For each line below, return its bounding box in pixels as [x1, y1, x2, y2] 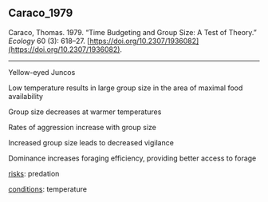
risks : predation [8, 168, 60, 178]
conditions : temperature [8, 184, 88, 194]
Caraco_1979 [8, 6, 73, 20]
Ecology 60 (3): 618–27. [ [8, 36, 90, 46]
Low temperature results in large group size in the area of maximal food [8, 83, 243, 93]
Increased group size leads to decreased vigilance [8, 137, 174, 147]
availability [8, 91, 44, 101]
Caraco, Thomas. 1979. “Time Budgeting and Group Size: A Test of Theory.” [8, 27, 257, 37]
